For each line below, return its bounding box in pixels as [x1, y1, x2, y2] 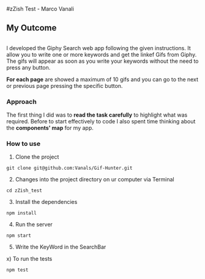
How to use [6, 140, 41, 148]
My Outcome [6, 23, 57, 33]
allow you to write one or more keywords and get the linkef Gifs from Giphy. [6, 51, 197, 58]
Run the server [15, 221, 53, 228]
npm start [6, 233, 32, 239]
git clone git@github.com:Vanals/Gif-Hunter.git [6, 165, 133, 172]
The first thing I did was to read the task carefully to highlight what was [6, 111, 188, 118]
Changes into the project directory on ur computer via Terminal [15, 176, 174, 183]
